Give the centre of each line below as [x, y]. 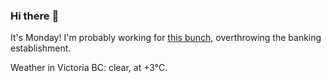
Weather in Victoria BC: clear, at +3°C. [89, 68]
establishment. [41, 48]
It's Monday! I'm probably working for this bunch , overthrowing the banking [166, 38]
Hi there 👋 [35, 16]
